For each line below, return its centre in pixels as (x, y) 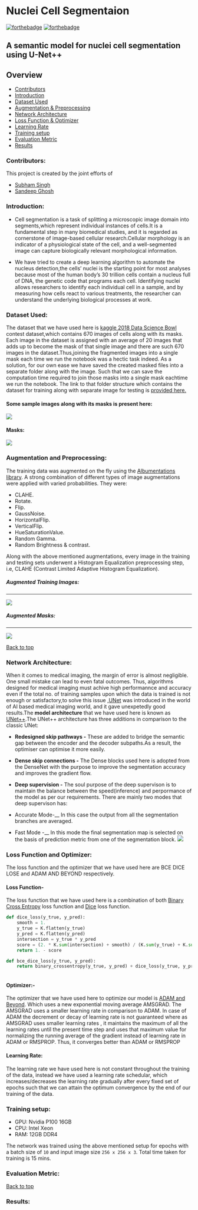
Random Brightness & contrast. (52, 545)
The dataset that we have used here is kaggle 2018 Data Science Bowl (91, 328)
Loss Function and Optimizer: (49, 854)
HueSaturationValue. (39, 532)
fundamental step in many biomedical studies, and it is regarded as (96, 232)
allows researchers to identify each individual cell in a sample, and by (99, 287)
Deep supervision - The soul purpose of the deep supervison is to (95, 784)
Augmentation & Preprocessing (52, 108)
